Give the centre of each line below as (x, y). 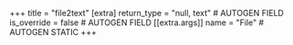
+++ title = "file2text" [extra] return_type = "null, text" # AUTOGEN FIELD (147, 13)
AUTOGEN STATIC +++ (53, 32)
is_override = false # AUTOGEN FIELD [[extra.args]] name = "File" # (137, 22)
